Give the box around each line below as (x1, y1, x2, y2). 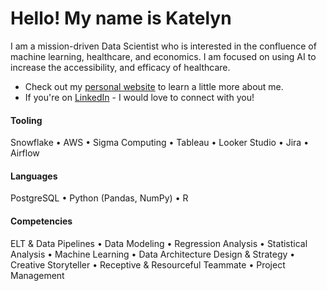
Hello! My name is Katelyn (10, 7, 232, 30)
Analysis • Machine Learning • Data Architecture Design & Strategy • (10, 248, 296, 260)
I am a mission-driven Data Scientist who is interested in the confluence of (10, 40, 317, 52)
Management (10, 269, 65, 281)
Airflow (10, 147, 40, 159)
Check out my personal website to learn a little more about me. (24, 80, 284, 92)
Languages (10, 170, 58, 182)
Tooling (10, 114, 43, 126)
